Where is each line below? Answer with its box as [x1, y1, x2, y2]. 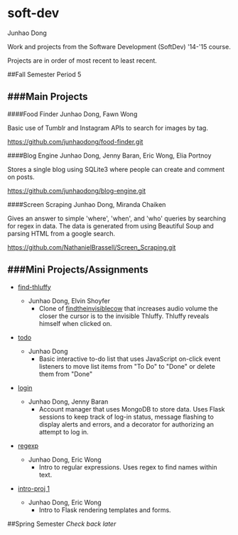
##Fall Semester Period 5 [7, 70, 82, 78]
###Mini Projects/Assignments [7, 264, 148, 276]
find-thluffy [17, 282, 51, 291]
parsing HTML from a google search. [7, 229, 116, 238]
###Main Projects [7, 91, 88, 103]
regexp [17, 441, 39, 450]
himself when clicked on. [38, 319, 112, 327]
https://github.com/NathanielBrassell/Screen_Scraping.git [7, 243, 176, 251]
